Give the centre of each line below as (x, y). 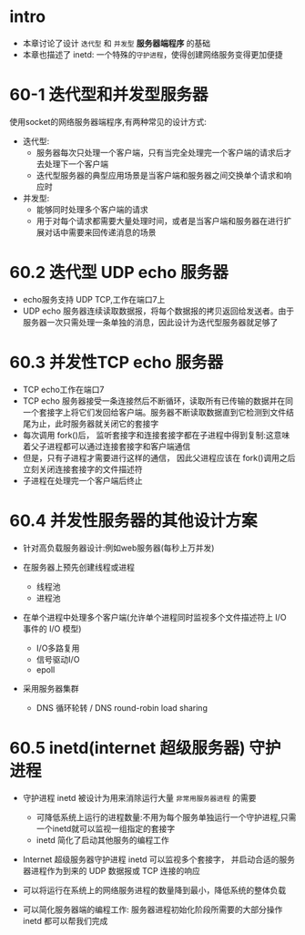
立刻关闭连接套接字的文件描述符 (82, 469)
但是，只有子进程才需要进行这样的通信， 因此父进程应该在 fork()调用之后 (159, 457)
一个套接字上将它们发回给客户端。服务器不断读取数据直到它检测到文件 (154, 412)
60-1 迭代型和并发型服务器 (109, 95)
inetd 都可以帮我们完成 (65, 920)
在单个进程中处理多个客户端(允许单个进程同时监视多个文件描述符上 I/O (154, 617)
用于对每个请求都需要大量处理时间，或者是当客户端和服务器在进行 (160, 221)
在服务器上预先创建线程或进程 (78, 567)
